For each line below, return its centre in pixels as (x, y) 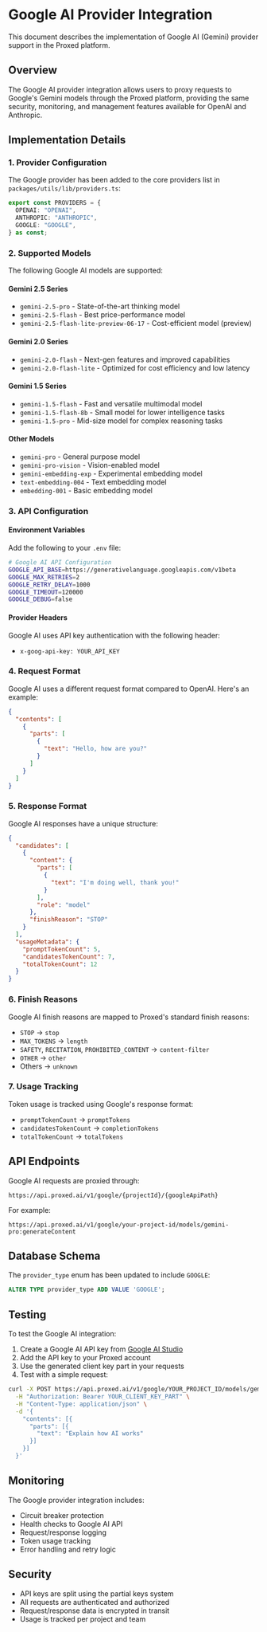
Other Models (31, 439)
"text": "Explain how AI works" (91, 1434)
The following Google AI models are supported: (85, 271)
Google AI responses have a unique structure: (83, 823)
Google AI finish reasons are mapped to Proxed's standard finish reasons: (129, 1017)
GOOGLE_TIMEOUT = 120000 (46, 592)
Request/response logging (63, 1532)
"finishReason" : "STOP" (69, 920)
